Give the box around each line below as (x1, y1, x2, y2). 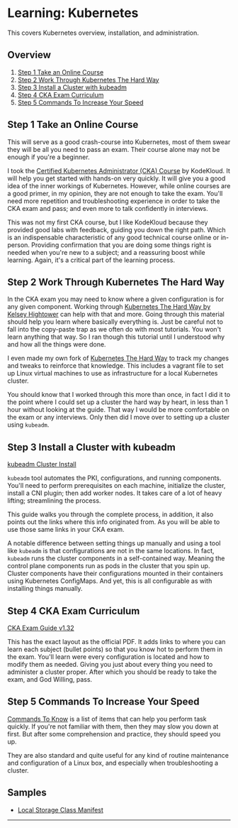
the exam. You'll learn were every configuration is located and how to (7, 653, 210, 661)
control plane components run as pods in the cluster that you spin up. (7, 562, 210, 570)
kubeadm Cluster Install (7, 460, 76, 469)
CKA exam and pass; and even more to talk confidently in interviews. (7, 204, 209, 212)
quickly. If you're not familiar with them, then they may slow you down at (7, 722, 219, 731)
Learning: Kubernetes (7, 5, 139, 21)
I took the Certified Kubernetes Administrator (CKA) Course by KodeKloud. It (7, 166, 230, 175)
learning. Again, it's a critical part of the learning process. (7, 256, 176, 264)
